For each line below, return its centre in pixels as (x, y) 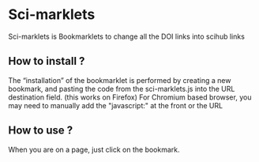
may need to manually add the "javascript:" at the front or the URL (116, 105)
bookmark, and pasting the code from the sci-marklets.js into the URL (122, 89)
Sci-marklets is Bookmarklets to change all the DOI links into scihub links (126, 36)
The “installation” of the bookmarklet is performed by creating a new (120, 80)
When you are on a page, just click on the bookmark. (94, 149)
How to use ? (41, 131)
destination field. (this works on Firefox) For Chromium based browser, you (130, 97)
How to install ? (47, 61)
